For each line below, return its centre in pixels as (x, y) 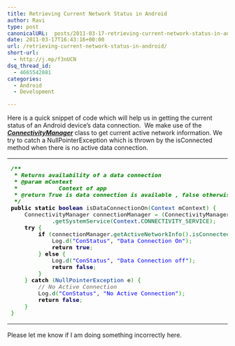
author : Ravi (26, 20)
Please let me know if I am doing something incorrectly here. (94, 335)
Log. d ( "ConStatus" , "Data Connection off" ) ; (123, 261)
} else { (52, 254)
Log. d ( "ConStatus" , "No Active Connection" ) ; (112, 294)
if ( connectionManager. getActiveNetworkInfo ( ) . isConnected (134, 234)
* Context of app (60, 189)
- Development (34, 92)
